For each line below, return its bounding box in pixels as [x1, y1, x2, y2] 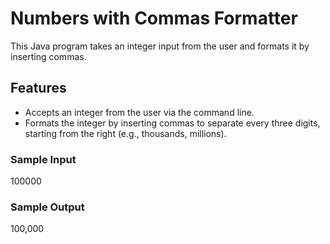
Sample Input [10, 152, 77, 166]
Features [10, 80, 67, 97]
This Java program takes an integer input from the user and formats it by [10, 40, 310, 52]
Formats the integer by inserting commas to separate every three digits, [24, 117, 321, 129]
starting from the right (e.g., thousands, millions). [24, 127, 227, 139]
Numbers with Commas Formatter [10, 7, 298, 30]
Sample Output [10, 200, 85, 214]
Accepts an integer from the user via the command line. [24, 106, 255, 118]
